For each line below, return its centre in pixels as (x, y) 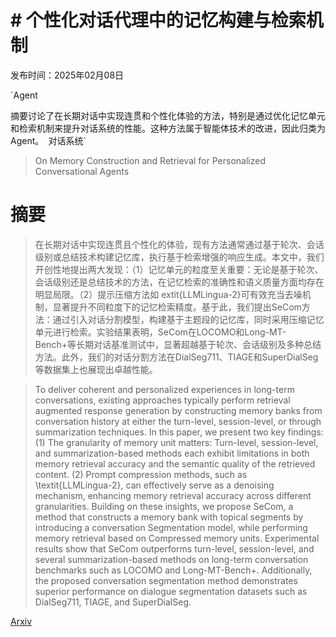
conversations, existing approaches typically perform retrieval (162, 400)
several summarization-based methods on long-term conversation (171, 559)
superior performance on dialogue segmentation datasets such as (171, 591)
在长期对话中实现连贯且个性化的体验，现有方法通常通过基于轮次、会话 (179, 244)
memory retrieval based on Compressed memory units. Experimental (177, 538)
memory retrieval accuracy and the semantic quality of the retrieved (175, 463)
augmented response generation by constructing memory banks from (178, 410)
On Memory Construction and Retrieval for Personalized (150, 160)
